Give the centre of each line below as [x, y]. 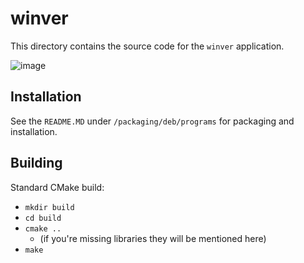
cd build [43, 218]
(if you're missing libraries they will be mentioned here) [153, 238]
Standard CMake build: [57, 187]
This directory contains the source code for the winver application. [147, 46]
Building [36, 163]
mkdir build [49, 207]
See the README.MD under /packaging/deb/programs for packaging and [152, 121]
